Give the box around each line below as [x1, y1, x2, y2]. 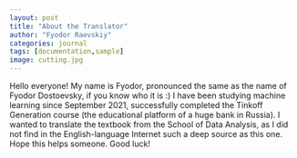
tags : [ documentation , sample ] [9, 47, 125, 56]
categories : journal [9, 38, 88, 48]
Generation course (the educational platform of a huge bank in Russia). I [9, 110, 281, 120]
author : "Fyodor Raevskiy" [9, 30, 112, 39]
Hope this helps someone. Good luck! [9, 138, 150, 149]
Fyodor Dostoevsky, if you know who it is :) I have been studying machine [9, 90, 286, 101]
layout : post [9, 13, 59, 23]
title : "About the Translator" [9, 22, 128, 31]
